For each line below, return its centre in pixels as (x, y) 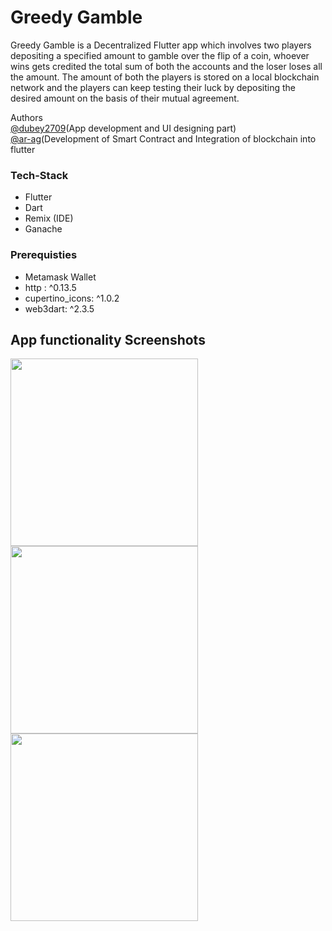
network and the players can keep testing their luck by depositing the (153, 87)
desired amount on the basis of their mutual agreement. (125, 98)
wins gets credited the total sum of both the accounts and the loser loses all (166, 66)
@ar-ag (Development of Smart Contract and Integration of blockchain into (163, 138)
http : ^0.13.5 (50, 287)
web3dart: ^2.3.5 (59, 308)
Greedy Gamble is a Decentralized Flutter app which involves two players (161, 45)
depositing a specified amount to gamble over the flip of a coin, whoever (160, 55)
